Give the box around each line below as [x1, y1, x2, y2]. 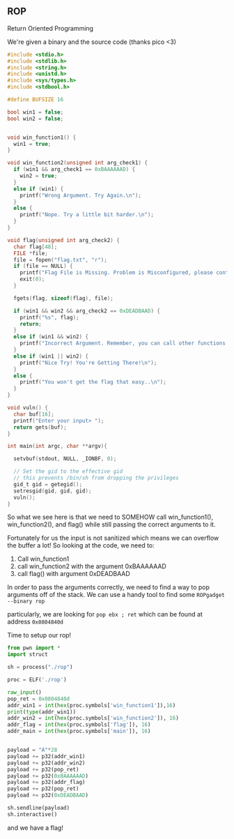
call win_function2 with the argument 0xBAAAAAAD [17, 562, 167, 570]
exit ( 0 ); [19, 275, 45, 283]
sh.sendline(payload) [7, 805, 70, 812]
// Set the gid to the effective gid [13, 468, 123, 475]
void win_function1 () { [7, 134, 77, 141]
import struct [7, 651, 49, 658]
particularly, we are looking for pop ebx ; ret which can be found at [7, 610, 203, 619]
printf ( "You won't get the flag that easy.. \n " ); [19, 379, 167, 386]
